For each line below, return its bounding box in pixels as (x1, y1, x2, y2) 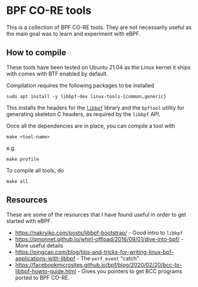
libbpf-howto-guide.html (15, 267, 77, 275)
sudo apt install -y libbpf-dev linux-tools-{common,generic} (6, 93, 167, 100)
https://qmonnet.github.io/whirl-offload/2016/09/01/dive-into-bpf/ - (15, 235, 183, 242)
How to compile (6, 48, 67, 58)
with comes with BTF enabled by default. (6, 70, 108, 77)
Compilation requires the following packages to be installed (6, 82, 154, 89)
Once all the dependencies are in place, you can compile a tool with (6, 122, 176, 129)
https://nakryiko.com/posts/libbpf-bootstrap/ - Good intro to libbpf (15, 229, 183, 236)
